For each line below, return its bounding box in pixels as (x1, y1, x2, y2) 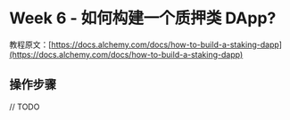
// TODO (9, 101, 40, 112)
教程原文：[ (9, 39, 52, 50)
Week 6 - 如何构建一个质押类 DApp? (9, 8, 277, 28)
